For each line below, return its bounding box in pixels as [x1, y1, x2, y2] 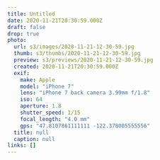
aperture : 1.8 [20, 103, 62, 110]
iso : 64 [20, 96, 42, 103]
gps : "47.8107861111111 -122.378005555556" [20, 122, 151, 130]
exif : [13, 69, 30, 76]
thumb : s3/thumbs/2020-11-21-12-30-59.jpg [13, 50, 141, 57]
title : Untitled [7, 10, 55, 18]
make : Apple [20, 76, 55, 84]
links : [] [7, 142, 37, 149]
